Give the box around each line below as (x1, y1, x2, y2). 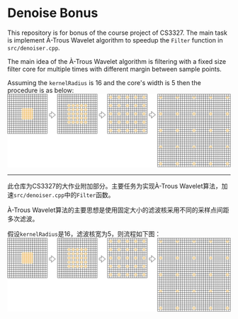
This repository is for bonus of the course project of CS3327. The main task (7, 28, 228, 37)
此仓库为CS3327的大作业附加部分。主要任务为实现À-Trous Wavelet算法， (7, 182, 222, 191)
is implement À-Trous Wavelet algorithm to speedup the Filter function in (7, 35, 223, 44)
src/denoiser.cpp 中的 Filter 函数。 (13, 191, 115, 199)
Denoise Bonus (7, 5, 98, 21)
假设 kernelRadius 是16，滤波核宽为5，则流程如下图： (7, 230, 161, 238)
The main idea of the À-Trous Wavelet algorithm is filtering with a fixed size (7, 57, 227, 65)
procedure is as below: (7, 86, 74, 94)
